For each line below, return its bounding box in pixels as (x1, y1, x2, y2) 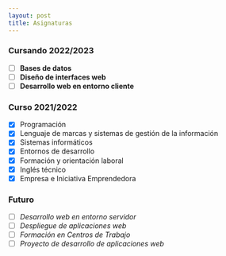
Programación (19, 120, 67, 130)
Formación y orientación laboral (19, 156, 124, 165)
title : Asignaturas (8, 19, 73, 27)
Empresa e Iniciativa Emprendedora (19, 173, 136, 183)
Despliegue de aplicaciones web (19, 221, 127, 231)
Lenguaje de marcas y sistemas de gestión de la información (19, 129, 219, 138)
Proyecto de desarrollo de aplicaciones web (19, 239, 165, 249)
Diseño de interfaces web (19, 72, 106, 82)
